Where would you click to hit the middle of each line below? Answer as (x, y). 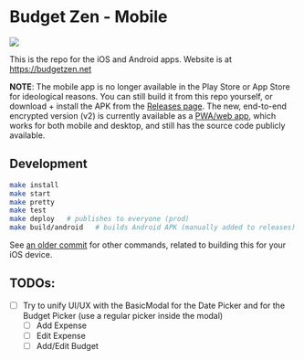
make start (30, 194)
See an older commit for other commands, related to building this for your (148, 245)
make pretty (32, 202)
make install (34, 185)
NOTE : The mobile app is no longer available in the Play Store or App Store (150, 86)
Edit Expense (61, 335)
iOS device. (31, 254)
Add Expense (61, 325)
